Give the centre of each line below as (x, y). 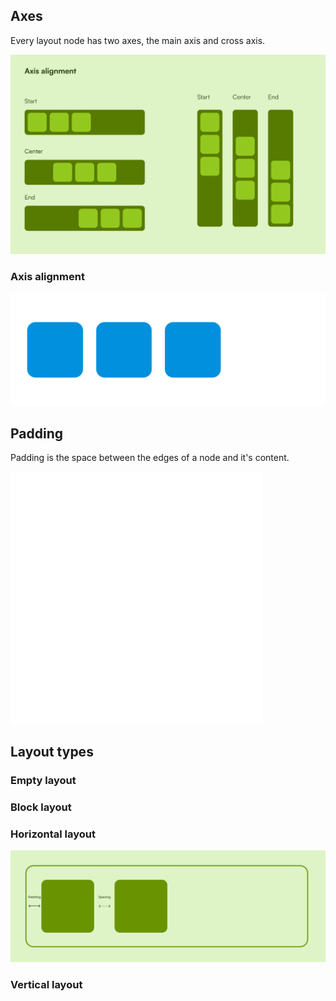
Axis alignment (47, 277)
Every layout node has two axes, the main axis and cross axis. (138, 40)
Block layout (41, 807)
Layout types (52, 751)
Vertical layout (46, 984)
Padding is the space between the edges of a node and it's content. (150, 458)
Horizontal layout (53, 834)
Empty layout (43, 780)
